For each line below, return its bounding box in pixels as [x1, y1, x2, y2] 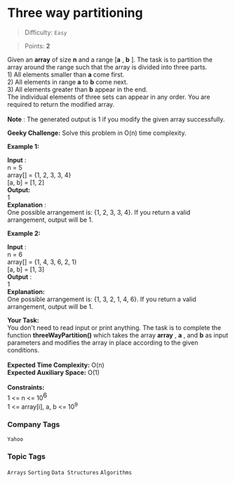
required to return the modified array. [7, 100, 115, 108]
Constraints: [7, 383, 45, 391]
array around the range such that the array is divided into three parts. [7, 62, 208, 71]
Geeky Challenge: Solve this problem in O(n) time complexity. [7, 128, 187, 137]
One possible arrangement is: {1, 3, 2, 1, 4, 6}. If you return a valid [7, 295, 196, 303]
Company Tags [7, 420, 60, 430]
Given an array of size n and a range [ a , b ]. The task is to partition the [7, 55, 213, 64]
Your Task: [7, 316, 40, 324]
